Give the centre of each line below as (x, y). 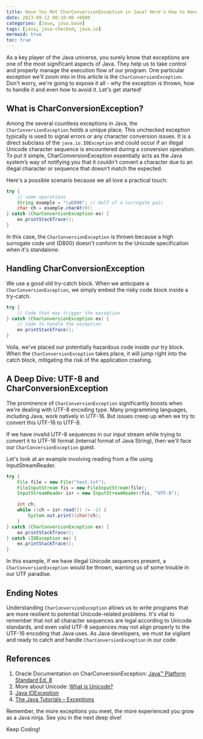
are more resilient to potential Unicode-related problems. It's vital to (91, 614)
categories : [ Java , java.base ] (46, 23)
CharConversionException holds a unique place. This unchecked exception (98, 130)
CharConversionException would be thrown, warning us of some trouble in (98, 567)
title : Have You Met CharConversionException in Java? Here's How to (96, 12)
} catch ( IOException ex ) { (42, 538)
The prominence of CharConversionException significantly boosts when (95, 403)
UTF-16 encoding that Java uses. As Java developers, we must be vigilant (98, 633)
